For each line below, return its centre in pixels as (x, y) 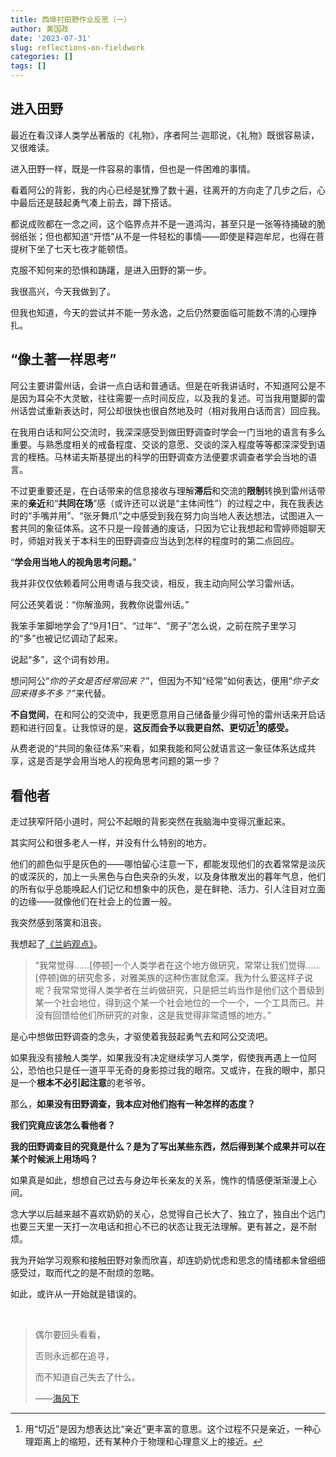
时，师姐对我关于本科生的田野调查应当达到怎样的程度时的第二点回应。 (155, 540)
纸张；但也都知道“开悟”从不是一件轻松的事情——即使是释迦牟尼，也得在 (167, 236)
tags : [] (28, 66)
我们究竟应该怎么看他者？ (63, 1125)
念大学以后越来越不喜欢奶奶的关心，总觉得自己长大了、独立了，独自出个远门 (168, 1214)
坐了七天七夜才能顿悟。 (84, 248)
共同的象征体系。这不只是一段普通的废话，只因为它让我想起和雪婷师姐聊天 (172, 528)
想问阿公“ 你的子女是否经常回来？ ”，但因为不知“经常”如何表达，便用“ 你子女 (164, 680)
